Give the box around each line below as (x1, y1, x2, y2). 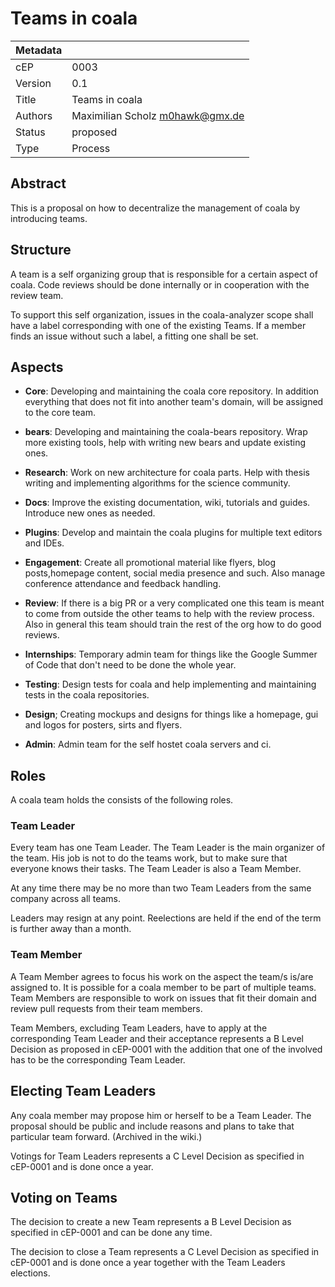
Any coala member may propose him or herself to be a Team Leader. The (10, 1109, 312, 1121)
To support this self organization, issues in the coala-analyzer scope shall (10, 308, 314, 321)
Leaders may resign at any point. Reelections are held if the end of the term (10, 912, 322, 924)
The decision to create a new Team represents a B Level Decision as (10, 1216, 292, 1228)
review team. (10, 289, 64, 301)
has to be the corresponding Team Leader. (10, 1053, 186, 1066)
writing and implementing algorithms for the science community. (24, 477, 291, 489)
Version (15, 76, 52, 90)
